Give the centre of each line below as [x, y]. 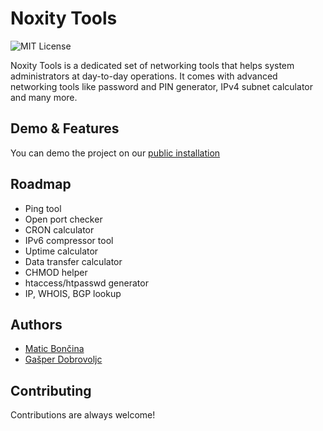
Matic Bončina [54, 349]
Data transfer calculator [73, 261]
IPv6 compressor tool [69, 240]
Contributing [51, 390]
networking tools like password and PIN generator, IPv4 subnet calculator [161, 86]
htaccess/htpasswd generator [86, 283]
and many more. [44, 97]
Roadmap [41, 184]
